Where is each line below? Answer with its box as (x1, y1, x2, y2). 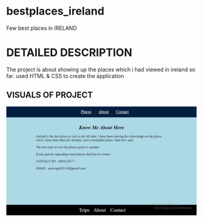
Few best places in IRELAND (6, 24, 77, 32)
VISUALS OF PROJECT (6, 90, 93, 100)
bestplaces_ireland (6, 4, 105, 18)
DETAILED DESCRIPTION (6, 46, 133, 60)
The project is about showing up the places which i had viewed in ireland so (6, 66, 196, 73)
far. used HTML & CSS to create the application (6, 72, 124, 80)
